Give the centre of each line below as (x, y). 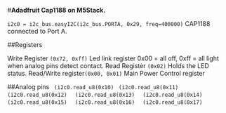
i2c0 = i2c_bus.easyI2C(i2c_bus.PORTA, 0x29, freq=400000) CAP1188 (109, 24)
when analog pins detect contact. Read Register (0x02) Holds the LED (108, 66)
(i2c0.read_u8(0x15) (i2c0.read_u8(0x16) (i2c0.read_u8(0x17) (105, 102)
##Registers (25, 45)
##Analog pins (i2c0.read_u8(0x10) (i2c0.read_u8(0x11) (93, 87)
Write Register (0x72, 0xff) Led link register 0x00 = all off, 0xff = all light (113, 58)
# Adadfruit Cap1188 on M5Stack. (56, 10)
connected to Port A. (37, 31)
